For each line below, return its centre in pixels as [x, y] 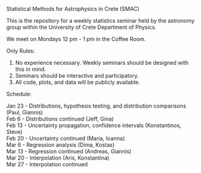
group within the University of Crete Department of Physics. [81, 27]
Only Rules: [21, 51]
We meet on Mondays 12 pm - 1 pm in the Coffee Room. [76, 39]
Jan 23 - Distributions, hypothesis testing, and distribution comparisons [96, 106]
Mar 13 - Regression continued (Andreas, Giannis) [69, 151]
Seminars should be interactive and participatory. [77, 75]
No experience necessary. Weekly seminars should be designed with [102, 63]
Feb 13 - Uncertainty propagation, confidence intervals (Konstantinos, [94, 125]
